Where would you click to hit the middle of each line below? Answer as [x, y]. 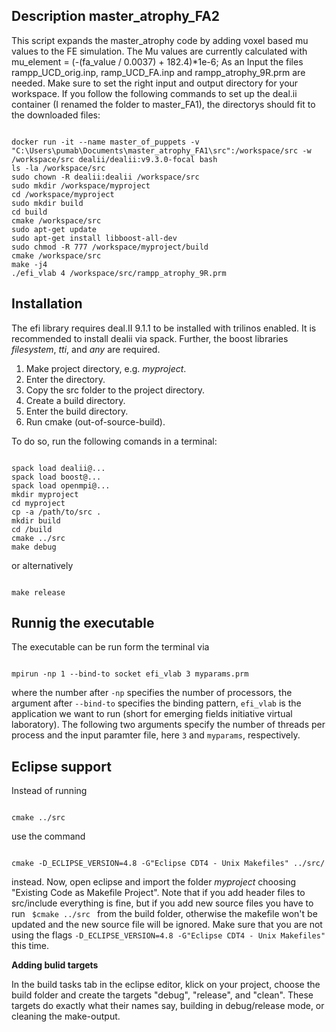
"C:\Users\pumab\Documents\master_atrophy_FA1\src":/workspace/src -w [161, 150]
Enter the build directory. [77, 411]
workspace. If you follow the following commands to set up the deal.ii [154, 93]
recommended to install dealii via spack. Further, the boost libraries [150, 338]
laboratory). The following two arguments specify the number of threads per [168, 725]
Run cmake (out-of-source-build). [95, 421]
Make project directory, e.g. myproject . [106, 368]
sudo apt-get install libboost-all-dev [94, 238]
